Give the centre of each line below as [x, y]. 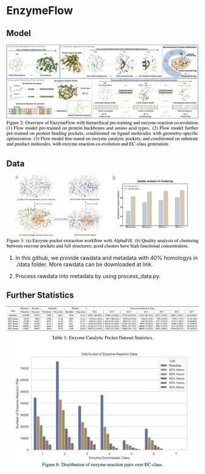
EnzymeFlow [40, 11]
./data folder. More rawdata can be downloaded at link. [84, 264]
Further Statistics [40, 295]
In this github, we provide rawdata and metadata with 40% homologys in [106, 257]
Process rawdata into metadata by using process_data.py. [88, 276]
